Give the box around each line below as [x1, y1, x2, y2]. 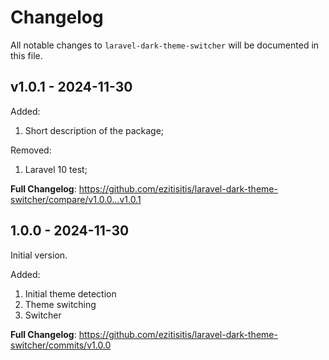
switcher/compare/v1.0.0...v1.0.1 [10, 193, 142, 205]
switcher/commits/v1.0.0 [10, 339, 112, 351]
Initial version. [10, 249, 68, 261]
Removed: [10, 144, 52, 156]
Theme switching [24, 298, 97, 310]
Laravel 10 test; [24, 163, 88, 175]
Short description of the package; [24, 124, 165, 136]
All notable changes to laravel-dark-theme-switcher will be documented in [10, 39, 320, 51]
